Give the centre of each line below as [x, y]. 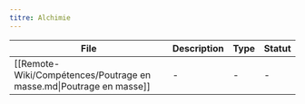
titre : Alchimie [40, 18]
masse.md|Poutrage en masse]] [83, 86]
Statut [277, 48]
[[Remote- [37, 63]
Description [198, 48]
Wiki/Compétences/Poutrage [76, 75]
